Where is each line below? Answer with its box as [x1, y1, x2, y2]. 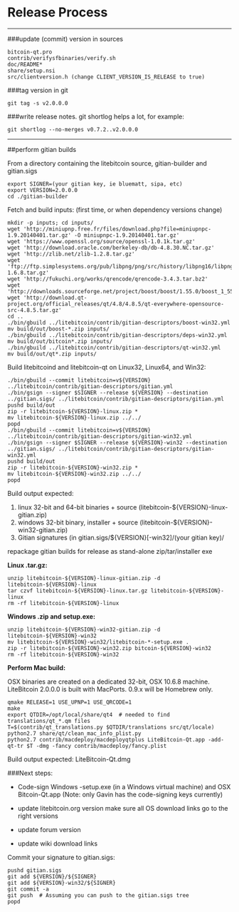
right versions [17, 811, 58, 820]
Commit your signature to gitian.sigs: [7, 853, 115, 861]
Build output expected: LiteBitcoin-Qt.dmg [7, 754, 131, 764]
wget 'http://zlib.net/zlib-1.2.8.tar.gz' [7, 250, 135, 258]
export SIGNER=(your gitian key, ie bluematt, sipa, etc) [7, 180, 183, 188]
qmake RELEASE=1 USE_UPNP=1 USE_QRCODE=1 [7, 699, 132, 706]
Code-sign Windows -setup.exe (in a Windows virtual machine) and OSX [17, 782, 231, 791]
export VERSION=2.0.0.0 [7, 186, 78, 193]
